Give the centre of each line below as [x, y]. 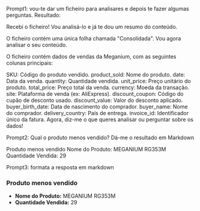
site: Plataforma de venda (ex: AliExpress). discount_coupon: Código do [95, 94]
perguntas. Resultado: [34, 15]
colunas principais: [29, 63]
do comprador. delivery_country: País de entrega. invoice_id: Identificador [98, 113]
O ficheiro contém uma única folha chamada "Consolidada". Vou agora [94, 38]
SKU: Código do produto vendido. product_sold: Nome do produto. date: [96, 74]
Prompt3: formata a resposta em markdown [60, 167]
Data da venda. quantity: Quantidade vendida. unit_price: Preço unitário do [98, 81]
